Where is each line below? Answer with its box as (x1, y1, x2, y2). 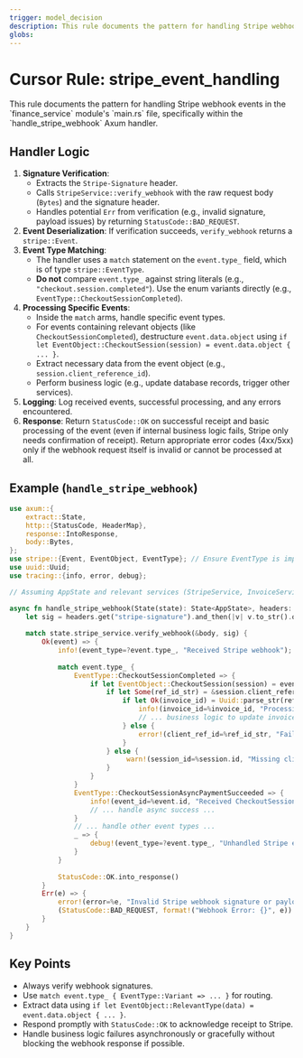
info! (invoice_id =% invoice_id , (138, 705, 256, 714)
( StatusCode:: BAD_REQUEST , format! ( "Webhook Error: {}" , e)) (57, 906, 293, 915)
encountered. (22, 406, 73, 417)
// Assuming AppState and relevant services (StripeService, (9, 588, 244, 597)
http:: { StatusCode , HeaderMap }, (25, 521, 147, 530)
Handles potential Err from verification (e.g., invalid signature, (35, 207, 266, 218)
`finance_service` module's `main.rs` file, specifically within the (9, 108, 243, 119)
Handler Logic (9, 144, 90, 159)
